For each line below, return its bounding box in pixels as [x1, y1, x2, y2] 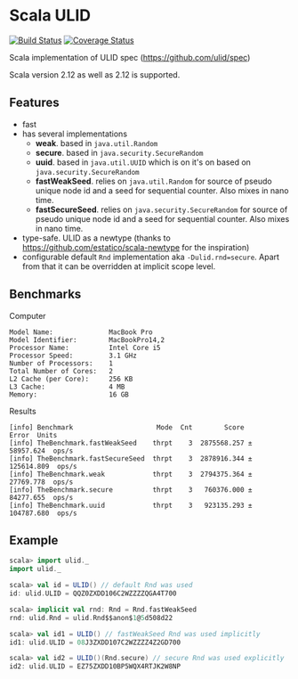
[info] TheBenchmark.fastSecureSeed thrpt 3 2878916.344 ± [9, 454, 253, 463]
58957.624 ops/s [9, 446, 74, 455]
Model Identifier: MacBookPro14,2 [9, 335, 165, 344]
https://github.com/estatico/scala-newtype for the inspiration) [21, 241, 250, 252]
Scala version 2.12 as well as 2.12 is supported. [9, 69, 181, 80]
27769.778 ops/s [9, 478, 74, 487]
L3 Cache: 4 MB [9, 382, 125, 391]
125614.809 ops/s [9, 462, 77, 470]
